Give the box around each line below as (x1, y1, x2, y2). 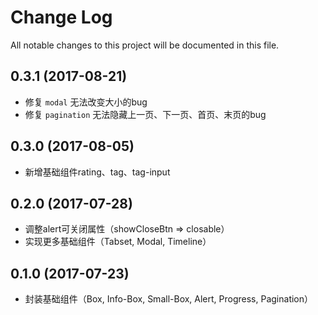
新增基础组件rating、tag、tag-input (24, 166, 171, 178)
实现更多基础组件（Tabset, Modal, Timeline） (24, 236, 212, 248)
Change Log (10, 6, 113, 29)
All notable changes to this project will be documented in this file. (10, 39, 280, 51)
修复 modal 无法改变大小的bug (24, 96, 148, 108)
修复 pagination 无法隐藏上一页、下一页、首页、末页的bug (24, 108, 267, 120)
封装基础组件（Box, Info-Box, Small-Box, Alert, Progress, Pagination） (24, 293, 314, 305)
